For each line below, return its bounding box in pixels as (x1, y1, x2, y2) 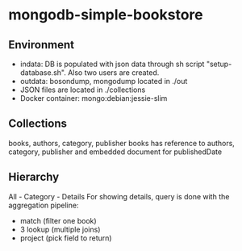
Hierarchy (8, 170, 60, 184)
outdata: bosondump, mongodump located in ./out (19, 77, 188, 86)
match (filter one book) (19, 215, 97, 225)
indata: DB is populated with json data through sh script (19, 59, 205, 69)
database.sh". (19, 68, 66, 77)
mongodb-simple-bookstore (8, 6, 203, 24)
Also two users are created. (67, 68, 160, 77)
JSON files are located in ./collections (19, 85, 146, 94)
